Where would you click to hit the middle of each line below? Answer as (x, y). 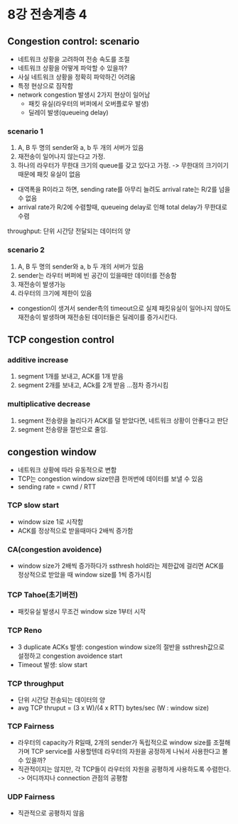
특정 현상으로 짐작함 (45, 86)
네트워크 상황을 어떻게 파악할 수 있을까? (72, 68)
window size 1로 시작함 (50, 521)
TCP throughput (36, 683)
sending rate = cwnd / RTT (57, 487)
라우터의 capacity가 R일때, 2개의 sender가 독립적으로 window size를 (114, 742)
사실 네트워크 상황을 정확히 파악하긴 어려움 (77, 77)
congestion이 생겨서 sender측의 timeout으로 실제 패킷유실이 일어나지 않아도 (124, 308)
